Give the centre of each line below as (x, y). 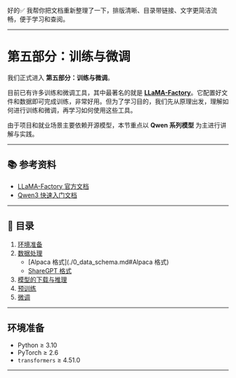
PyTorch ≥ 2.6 (38, 353)
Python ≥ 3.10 (37, 345)
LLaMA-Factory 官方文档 (53, 186)
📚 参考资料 (32, 165)
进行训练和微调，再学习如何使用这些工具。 (75, 110)
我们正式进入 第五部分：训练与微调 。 (60, 77)
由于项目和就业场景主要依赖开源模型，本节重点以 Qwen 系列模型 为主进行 (114, 125)
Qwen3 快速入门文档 (47, 195)
